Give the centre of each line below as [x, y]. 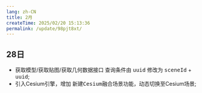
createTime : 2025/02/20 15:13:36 [48, 23]
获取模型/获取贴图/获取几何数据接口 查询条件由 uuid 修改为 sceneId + [103, 70]
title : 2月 [20, 17]
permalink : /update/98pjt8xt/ [44, 28]
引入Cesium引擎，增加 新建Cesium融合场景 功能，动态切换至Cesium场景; [106, 84]
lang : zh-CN [21, 12]
